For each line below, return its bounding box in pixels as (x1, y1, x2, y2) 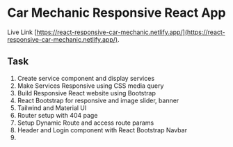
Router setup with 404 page (17, 111, 98, 119)
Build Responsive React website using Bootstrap (17, 88, 156, 97)
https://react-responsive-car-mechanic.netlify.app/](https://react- (36, 28, 225, 36)
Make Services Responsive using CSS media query (17, 82, 164, 90)
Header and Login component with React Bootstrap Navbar (17, 125, 188, 134)
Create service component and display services (17, 74, 155, 82)
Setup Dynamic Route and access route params (17, 118, 154, 127)
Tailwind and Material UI (17, 103, 87, 112)
